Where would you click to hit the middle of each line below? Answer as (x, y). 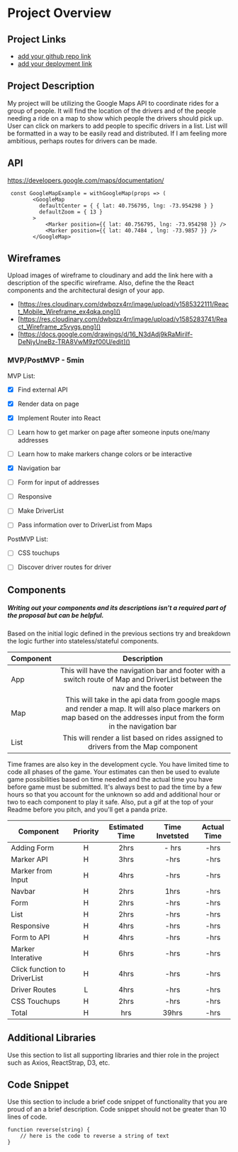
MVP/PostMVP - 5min (46, 360)
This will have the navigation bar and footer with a (143, 670)
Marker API (29, 859)
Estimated (126, 826)
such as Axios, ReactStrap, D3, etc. (59, 1063)
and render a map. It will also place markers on (143, 709)
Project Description (51, 86)
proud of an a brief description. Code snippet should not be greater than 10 (117, 1109)
